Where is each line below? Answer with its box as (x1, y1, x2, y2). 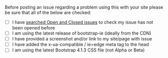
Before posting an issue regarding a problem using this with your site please (5, 4, 163, 10)
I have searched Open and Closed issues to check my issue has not (12, 19, 153, 25)
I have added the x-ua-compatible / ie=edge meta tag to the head (12, 41, 149, 47)
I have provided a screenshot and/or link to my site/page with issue (12, 36, 152, 42)
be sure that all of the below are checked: (5, 9, 92, 15)
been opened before (12, 25, 55, 31)
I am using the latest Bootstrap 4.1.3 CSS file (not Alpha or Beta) (12, 47, 145, 53)
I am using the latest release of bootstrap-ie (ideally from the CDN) (12, 30, 151, 36)
